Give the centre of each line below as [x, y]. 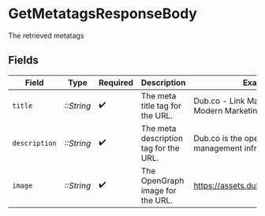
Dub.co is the [218, 138]
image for [159, 190]
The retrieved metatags [46, 35]
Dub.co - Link [219, 101]
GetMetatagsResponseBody [103, 14]
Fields [24, 60]
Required [116, 82]
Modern [208, 110]
